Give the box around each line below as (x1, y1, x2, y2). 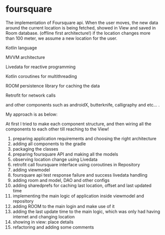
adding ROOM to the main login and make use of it (12, 203, 115, 209)
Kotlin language (5, 45, 37, 51)
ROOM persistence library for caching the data (5, 82, 100, 89)
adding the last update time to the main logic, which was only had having (12, 209, 161, 214)
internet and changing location (12, 213, 75, 219)
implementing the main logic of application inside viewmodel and (12, 193, 144, 199)
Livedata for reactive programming (5, 64, 76, 70)
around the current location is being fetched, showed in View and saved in (5, 25, 156, 30)
